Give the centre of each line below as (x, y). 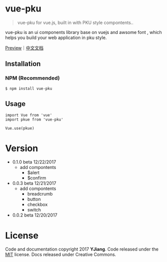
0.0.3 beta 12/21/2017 (34, 183)
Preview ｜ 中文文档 (24, 47)
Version (22, 148)
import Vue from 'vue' (29, 115)
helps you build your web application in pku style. (56, 37)
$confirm (37, 178)
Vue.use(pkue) (20, 128)
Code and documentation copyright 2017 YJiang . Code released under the (82, 249)
